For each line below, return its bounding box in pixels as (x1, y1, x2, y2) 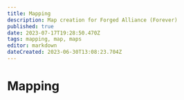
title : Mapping (7, 10, 51, 17)
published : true (7, 23, 54, 30)
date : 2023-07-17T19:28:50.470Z (7, 29, 100, 37)
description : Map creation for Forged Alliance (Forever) (7, 17, 178, 23)
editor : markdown (7, 42, 57, 49)
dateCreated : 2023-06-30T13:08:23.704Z (7, 49, 122, 56)
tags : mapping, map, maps (7, 36, 82, 43)
